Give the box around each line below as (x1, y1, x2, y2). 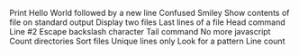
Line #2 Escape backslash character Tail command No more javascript (9, 27, 271, 36)
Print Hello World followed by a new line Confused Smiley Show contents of (9, 8, 290, 18)
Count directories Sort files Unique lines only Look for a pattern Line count (9, 35, 285, 46)
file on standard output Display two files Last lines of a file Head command (9, 17, 285, 27)
